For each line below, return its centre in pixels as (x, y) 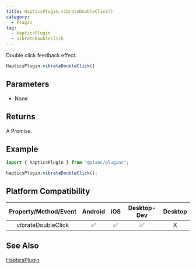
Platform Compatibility (48, 192)
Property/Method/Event (43, 211)
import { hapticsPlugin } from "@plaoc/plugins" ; (68, 163)
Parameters (28, 85)
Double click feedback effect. (41, 55)
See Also (22, 246)
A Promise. (19, 131)
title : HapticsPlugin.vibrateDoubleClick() (60, 11)
